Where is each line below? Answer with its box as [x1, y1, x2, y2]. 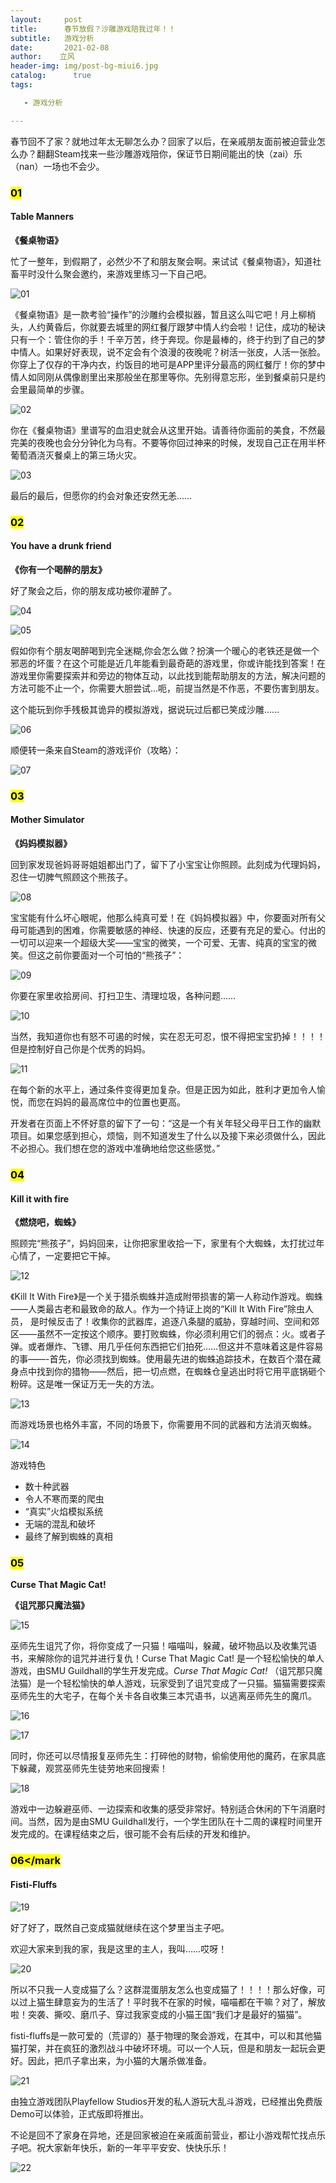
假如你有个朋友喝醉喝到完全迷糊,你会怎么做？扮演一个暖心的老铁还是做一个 [10, 644, 320, 656]
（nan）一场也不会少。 [10, 160, 105, 172]
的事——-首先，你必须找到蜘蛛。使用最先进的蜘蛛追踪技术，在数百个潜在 [10, 1353, 313, 1365]
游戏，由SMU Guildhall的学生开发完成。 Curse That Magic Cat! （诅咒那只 [10, 1665, 315, 1677]
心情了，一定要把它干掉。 [10, 1250, 116, 1262]
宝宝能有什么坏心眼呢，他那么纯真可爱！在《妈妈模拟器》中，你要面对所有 [10, 912, 317, 923]
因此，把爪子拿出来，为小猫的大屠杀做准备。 [27, 2054, 212, 2066]
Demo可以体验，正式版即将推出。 [10, 2107, 149, 2120]
